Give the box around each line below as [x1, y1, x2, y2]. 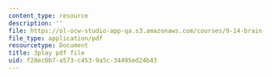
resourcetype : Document [8, 42, 89, 50]
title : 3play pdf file [8, 49, 85, 57]
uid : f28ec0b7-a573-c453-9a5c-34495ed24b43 [8, 57, 158, 65]
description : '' [8, 19, 63, 27]
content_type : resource [8, 11, 89, 20]
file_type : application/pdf [8, 34, 104, 43]
